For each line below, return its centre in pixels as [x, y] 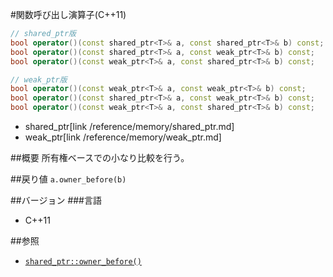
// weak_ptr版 [39, 79]
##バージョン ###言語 [56, 200]
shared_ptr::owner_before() [83, 262]
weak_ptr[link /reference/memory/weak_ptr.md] [123, 137]
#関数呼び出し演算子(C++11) [68, 14]
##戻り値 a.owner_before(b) [68, 179]
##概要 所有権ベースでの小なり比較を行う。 [100, 157]
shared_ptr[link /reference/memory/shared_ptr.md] [129, 126]
